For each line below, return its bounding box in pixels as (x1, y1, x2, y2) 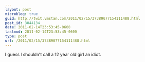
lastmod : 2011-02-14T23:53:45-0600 (5, 29, 77, 34)
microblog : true (5, 12, 38, 16)
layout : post (5, 7, 32, 12)
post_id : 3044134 (5, 20, 40, 25)
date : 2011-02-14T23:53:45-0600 (5, 25, 71, 30)
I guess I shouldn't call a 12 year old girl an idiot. (5, 51, 101, 57)
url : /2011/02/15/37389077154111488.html (5, 38, 91, 43)
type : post (5, 34, 27, 39)
